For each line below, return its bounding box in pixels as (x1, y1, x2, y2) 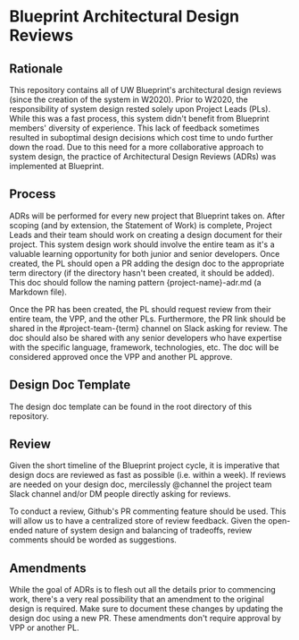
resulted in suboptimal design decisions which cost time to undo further (9, 132, 274, 142)
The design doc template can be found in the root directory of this (9, 401, 253, 412)
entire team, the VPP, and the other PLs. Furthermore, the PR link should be (9, 313, 287, 324)
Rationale (9, 61, 63, 76)
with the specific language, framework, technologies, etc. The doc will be (9, 342, 279, 353)
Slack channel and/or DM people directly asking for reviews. (9, 489, 231, 499)
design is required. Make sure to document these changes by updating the (9, 603, 284, 614)
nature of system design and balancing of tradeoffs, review (34, 525, 253, 536)
